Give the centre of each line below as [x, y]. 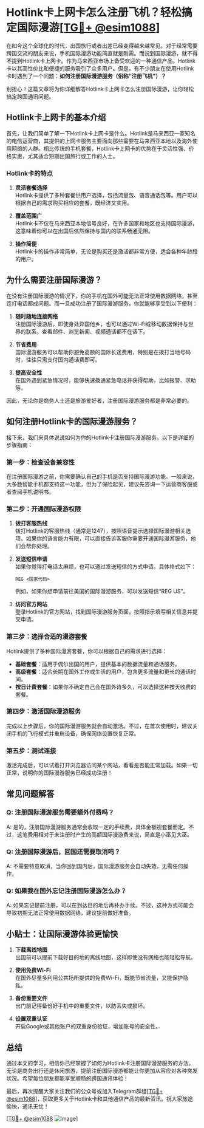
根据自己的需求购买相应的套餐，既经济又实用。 [73, 203]
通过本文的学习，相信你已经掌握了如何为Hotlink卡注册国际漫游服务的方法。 [100, 1063]
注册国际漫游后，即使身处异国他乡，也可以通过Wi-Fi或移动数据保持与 [102, 324]
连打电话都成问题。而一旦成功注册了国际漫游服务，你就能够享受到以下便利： [102, 303]
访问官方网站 [31, 604]
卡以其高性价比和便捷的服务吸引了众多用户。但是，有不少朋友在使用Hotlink [100, 68]
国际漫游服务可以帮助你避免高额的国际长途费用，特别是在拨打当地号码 [103, 352]
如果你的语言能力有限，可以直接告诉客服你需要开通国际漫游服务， [108, 539]
